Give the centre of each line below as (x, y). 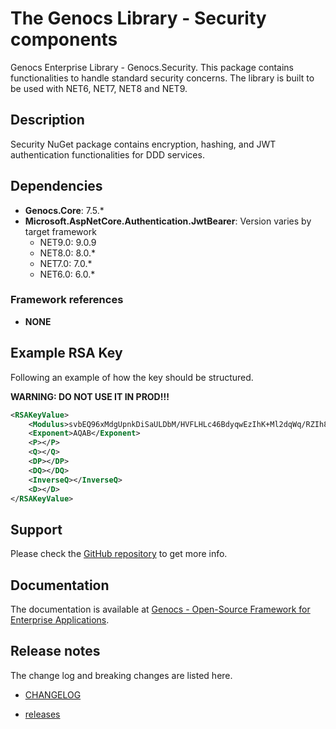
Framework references (67, 300)
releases (42, 714)
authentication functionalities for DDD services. (107, 154)
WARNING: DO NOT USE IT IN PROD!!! (90, 396)
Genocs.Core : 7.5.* (64, 210)
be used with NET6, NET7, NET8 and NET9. (99, 88)
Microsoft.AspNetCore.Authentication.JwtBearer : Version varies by (168, 221)
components (64, 39)
